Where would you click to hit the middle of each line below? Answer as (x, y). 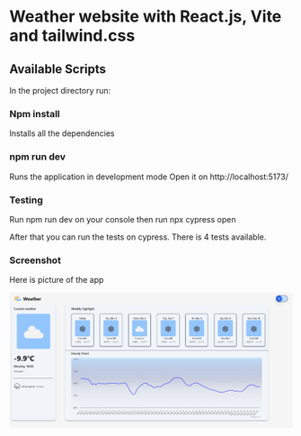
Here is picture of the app (57, 280)
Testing (26, 200)
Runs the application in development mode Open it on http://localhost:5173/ (149, 177)
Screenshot (35, 260)
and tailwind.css (72, 36)
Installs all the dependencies (62, 133)
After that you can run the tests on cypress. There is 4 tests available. (138, 237)
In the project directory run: (60, 91)
